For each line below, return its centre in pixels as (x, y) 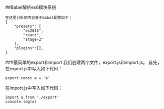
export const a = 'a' (28, 78)
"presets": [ (28, 26)
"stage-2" (33, 39)
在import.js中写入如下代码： (34, 88)
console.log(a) (21, 102)
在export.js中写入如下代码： (34, 68)
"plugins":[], (29, 48)
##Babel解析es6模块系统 (31, 7)
